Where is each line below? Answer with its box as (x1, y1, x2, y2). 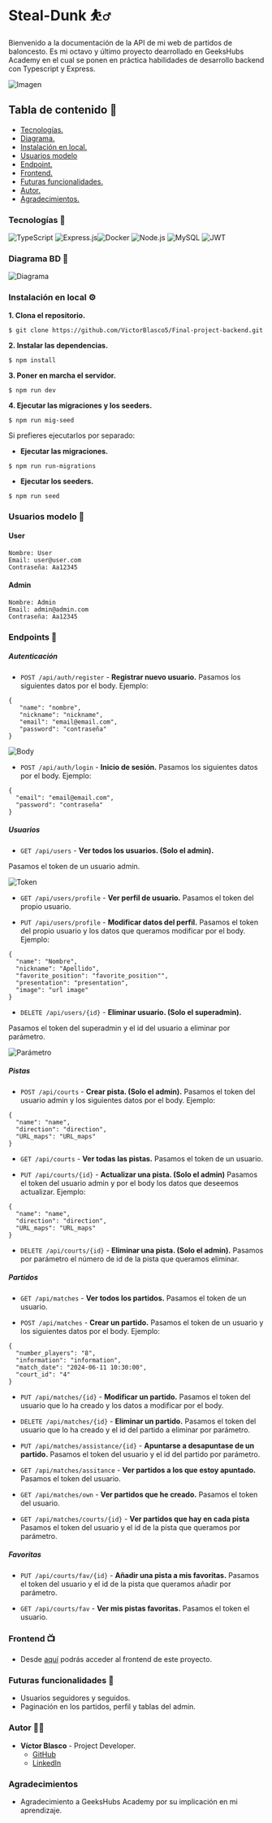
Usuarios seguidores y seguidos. (19, 1693, 131, 1703)
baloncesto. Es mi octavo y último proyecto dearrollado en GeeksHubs (8, 46, 244, 56)
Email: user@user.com (8, 556, 82, 564)
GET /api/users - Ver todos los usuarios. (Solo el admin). (19, 846, 214, 855)
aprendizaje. (19, 1805, 63, 1815)
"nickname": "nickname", (19, 710, 104, 719)
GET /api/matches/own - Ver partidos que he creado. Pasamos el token (19, 1489, 258, 1499)
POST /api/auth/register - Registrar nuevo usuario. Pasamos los (19, 671, 241, 682)
